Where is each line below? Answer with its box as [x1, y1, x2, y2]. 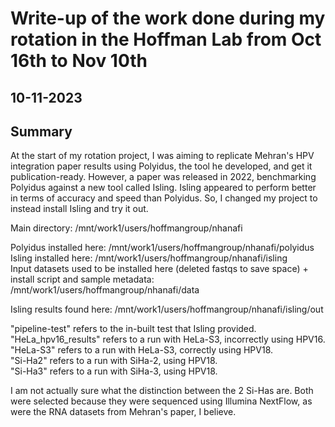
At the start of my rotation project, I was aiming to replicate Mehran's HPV [10, 150, 315, 162]
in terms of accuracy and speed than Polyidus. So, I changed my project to [10, 192, 318, 204]
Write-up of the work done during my [10, 7, 326, 30]
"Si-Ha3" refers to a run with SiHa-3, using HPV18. [10, 365, 218, 377]
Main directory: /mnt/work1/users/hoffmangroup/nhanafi [10, 222, 243, 234]
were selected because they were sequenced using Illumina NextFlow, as [10, 395, 313, 407]
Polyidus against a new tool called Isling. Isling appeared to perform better [10, 182, 317, 194]
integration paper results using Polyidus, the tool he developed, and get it [10, 160, 313, 172]
